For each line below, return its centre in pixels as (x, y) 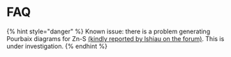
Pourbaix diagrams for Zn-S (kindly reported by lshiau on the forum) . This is (115, 38)
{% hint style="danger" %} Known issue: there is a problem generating (109, 31)
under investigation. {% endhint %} (57, 46)
